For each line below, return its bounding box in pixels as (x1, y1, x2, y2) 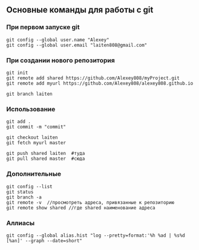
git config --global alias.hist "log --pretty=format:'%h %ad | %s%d (6, 232, 186, 238)
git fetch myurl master (6, 140, 67, 146)
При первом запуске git (6, 23, 80, 31)
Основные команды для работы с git (6, 5, 154, 15)
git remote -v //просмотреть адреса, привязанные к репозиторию (6, 199, 174, 205)
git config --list (6, 183, 53, 189)
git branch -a (6, 194, 42, 200)
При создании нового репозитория (6, 56, 115, 64)
